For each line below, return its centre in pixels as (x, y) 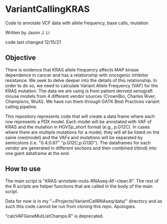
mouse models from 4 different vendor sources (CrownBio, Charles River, (81, 96)
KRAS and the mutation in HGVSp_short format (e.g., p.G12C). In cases (78, 127)
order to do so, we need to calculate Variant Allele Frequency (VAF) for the (82, 85)
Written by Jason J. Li (27, 32)
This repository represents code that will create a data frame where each (80, 116)
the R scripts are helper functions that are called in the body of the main (79, 186)
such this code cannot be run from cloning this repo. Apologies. (71, 206)
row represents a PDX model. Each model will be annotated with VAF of (79, 121)
